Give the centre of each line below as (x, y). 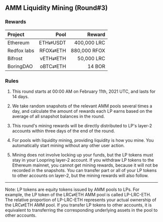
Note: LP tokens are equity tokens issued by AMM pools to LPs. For (72, 189)
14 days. (20, 96)
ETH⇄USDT (53, 42)
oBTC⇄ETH (53, 66)
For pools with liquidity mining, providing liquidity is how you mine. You (83, 140)
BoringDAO (20, 66)
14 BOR (96, 66)
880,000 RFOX (88, 51)
